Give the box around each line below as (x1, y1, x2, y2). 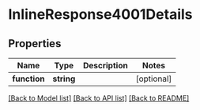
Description (82, 60, 128, 71)
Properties (8, 37, 62, 50)
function (12, 73, 45, 84)
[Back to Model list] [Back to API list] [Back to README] (8, 93, 190, 103)
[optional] (135, 73, 172, 84)
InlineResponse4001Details (8, 5, 193, 24)
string (52, 73, 76, 84)
